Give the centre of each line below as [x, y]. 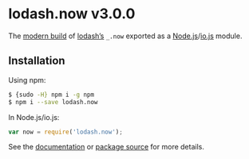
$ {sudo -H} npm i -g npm [51, 95]
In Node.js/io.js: [34, 117]
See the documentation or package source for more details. [107, 147]
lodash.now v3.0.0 [72, 14]
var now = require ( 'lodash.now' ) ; [66, 132]
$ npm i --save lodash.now [53, 102]
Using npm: [27, 79]
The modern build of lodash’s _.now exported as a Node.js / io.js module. [125, 36]
